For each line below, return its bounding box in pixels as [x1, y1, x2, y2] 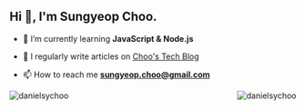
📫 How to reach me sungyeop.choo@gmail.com [22, 69, 210, 80]
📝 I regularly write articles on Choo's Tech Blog [22, 51, 199, 62]
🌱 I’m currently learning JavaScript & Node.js [22, 33, 194, 44]
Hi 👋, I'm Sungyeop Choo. [9, 9, 158, 25]
